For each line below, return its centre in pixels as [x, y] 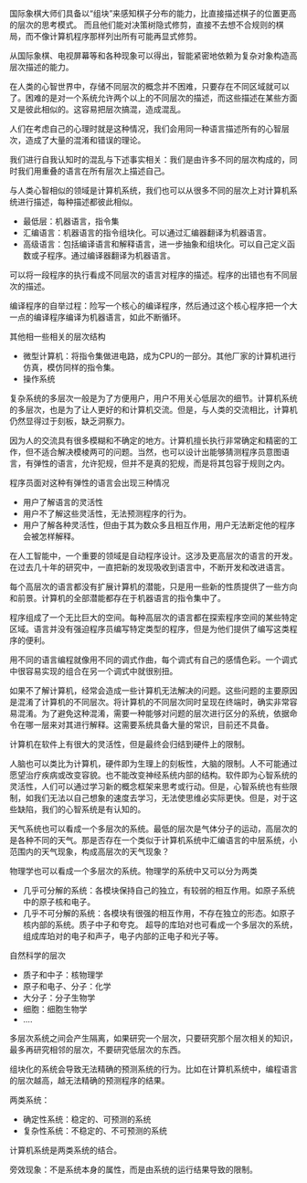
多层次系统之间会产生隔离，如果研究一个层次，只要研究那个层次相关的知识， [153, 1038]
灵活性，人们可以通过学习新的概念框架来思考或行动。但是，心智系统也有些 [149, 787]
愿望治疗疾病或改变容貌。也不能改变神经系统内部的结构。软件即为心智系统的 [153, 775]
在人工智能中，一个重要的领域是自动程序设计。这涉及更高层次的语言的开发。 [153, 556]
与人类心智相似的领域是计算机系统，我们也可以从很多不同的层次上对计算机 [149, 190]
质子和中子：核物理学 [63, 975]
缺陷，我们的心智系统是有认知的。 [81, 809]
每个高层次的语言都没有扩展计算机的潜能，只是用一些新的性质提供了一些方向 [153, 586]
